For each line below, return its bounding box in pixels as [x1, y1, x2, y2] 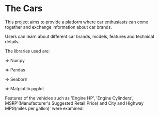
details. [5, 38, 20, 44]
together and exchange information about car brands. [5, 24, 112, 30]
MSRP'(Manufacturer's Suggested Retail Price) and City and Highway [5, 100, 144, 106]
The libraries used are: [5, 48, 50, 54]
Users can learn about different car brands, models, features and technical [5, 33, 154, 39]
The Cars [5, 3, 43, 14]
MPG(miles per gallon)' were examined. [5, 105, 84, 111]
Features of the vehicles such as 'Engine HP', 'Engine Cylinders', [5, 95, 134, 101]
